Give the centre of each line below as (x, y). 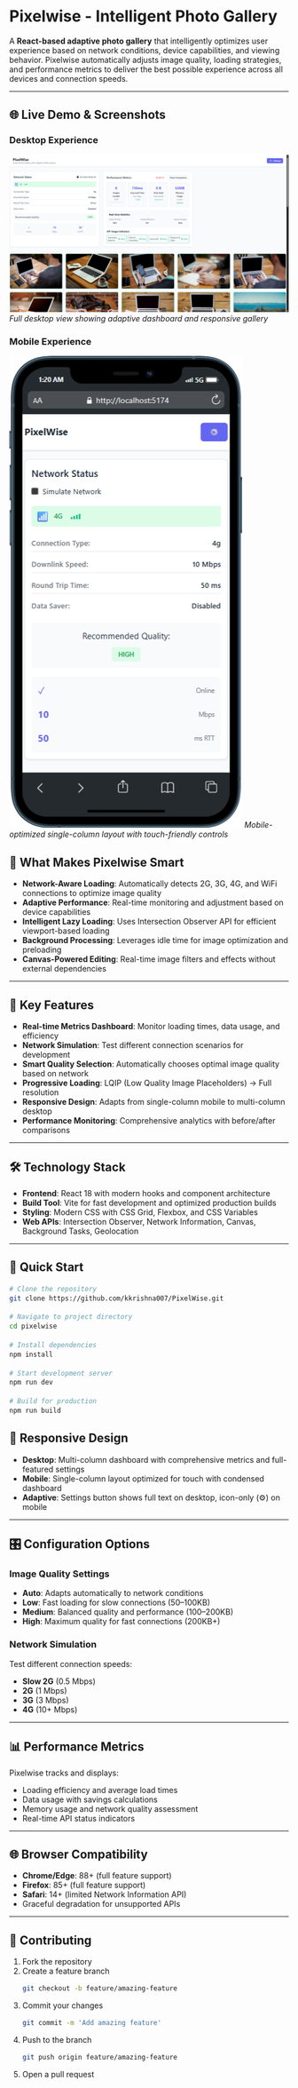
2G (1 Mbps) (45, 1690)
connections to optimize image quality (92, 893)
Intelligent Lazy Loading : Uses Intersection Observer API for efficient (149, 922)
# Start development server (61, 1373)
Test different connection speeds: (71, 1663)
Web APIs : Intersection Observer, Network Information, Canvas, (139, 1221)
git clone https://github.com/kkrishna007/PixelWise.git (117, 1298)
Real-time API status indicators (78, 1818)
